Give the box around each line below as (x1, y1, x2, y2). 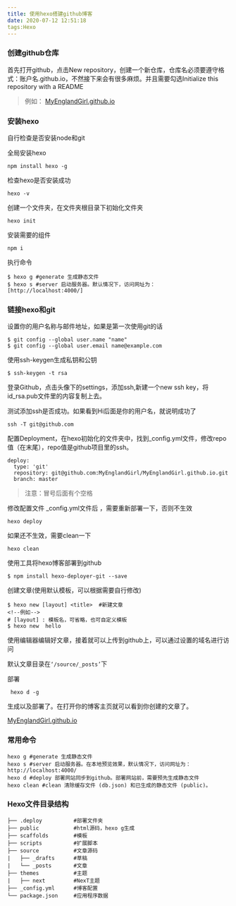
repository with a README (7, 82, 84, 90)
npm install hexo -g (7, 162, 68, 169)
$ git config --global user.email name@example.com (7, 342, 162, 350)
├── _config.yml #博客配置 (7, 884, 99, 892)
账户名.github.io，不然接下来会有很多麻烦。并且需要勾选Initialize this (19, 74, 218, 83)
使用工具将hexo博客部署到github (7, 559, 102, 567)
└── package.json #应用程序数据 (7, 892, 108, 899)
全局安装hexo (7, 148, 46, 157)
